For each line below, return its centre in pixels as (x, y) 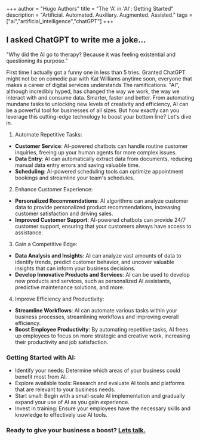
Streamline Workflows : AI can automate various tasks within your (96, 310)
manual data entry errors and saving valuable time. (77, 165)
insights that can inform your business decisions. (75, 268)
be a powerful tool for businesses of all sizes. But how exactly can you (93, 110)
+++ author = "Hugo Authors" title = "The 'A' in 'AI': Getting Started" (90, 9)
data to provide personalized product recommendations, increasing (98, 207)
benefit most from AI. (41, 377)
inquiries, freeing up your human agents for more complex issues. (96, 152)
